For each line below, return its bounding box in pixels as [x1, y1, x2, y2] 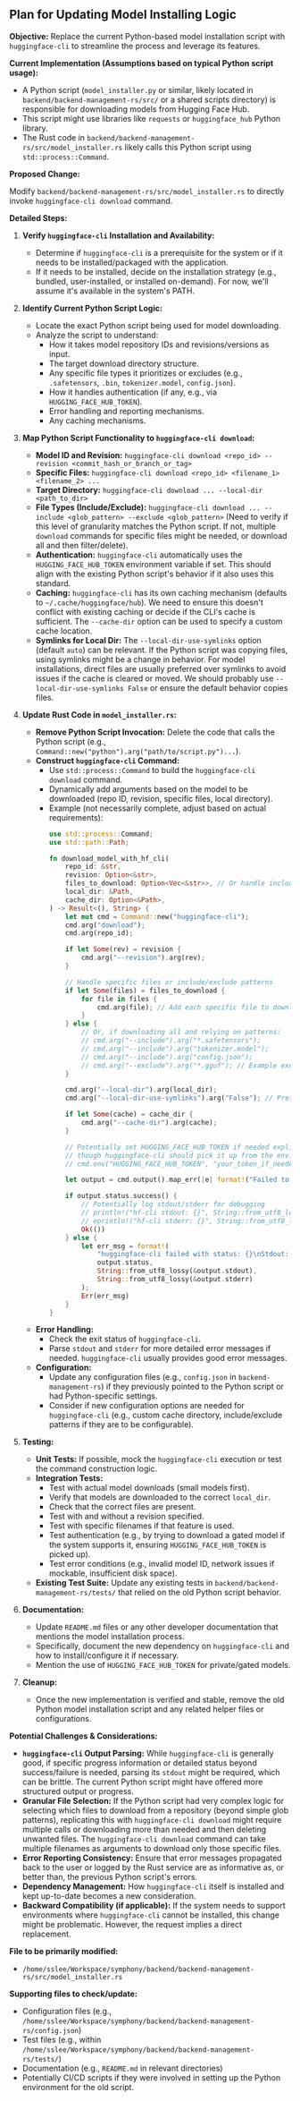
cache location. [35, 625, 93, 636]
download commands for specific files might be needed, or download [35, 530, 287, 540]
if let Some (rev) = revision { [65, 945, 181, 954]
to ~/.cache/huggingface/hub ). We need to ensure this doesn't [35, 597, 263, 608]
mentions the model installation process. [35, 1631, 185, 1642]
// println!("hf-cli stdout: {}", [80, 1208, 210, 1218]
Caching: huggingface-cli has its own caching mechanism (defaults [35, 587, 287, 598]
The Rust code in [21, 132, 86, 142]
